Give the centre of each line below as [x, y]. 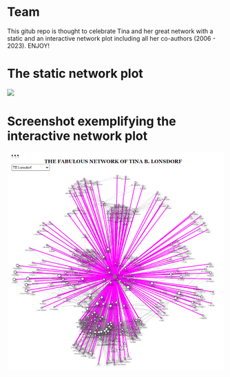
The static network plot [75, 74]
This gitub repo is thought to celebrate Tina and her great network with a [110, 31]
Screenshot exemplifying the [92, 122]
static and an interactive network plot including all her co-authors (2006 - [111, 38]
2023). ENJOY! [29, 45]
